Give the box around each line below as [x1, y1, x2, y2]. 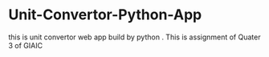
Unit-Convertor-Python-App [8, 6, 202, 24]
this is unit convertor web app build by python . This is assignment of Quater [8, 32, 261, 42]
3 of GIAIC [8, 40, 43, 50]
